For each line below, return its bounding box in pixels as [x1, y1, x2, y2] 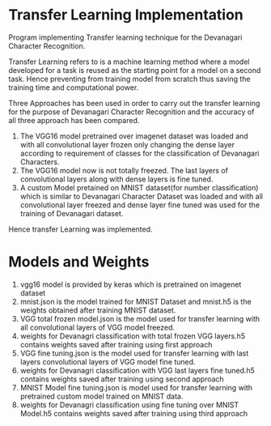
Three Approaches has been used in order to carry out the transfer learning [8, 98, 260, 108]
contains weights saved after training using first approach [19, 339, 213, 349]
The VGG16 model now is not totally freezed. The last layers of [19, 165, 229, 175]
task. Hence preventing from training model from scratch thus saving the [8, 74, 251, 83]
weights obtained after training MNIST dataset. [19, 305, 176, 315]
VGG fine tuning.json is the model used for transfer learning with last [19, 348, 249, 358]
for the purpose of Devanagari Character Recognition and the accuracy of [8, 107, 255, 117]
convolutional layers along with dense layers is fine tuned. [19, 174, 214, 184]
